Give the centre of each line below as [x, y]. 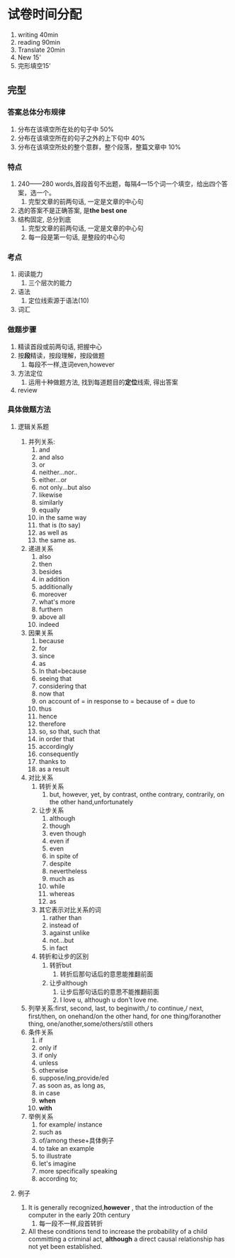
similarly [51, 502]
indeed [49, 624]
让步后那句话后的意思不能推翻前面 [109, 992]
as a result [54, 769]
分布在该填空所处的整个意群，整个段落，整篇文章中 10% [99, 147]
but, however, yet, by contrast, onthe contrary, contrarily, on [137, 794]
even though [68, 833]
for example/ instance [70, 1124]
